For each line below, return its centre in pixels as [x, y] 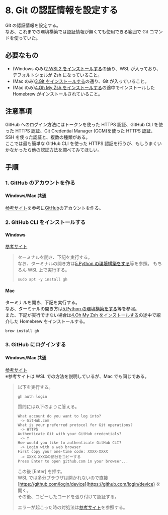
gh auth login [32, 396]
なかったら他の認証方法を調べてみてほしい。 [56, 150]
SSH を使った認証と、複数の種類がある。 [48, 137]
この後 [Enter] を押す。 [41, 471]
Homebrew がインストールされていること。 [58, 93]
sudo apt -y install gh [43, 279]
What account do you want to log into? [59, 416]
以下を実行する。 [35, 387]
